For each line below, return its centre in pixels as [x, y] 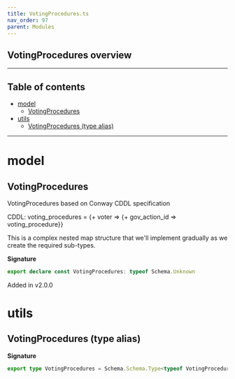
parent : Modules [31, 27]
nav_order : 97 [28, 20]
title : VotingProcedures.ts [48, 14]
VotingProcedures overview [70, 55]
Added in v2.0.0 [30, 285]
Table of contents [46, 87]
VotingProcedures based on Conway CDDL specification [89, 203]
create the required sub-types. [51, 245]
